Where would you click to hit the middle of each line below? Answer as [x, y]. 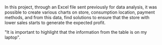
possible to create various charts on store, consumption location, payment [80, 12]
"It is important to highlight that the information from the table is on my [76, 32]
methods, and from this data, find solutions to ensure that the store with [77, 17]
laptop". [13, 37]
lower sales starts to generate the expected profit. [55, 22]
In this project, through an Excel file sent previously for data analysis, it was [81, 7]
